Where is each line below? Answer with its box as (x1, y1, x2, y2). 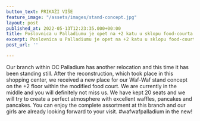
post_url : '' (6, 42, 39, 48)
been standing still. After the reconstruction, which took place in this (6, 70, 174, 77)
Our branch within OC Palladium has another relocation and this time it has (6, 63, 189, 70)
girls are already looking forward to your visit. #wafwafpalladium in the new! (6, 108, 193, 115)
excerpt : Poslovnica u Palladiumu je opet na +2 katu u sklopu (6, 36, 167, 42)
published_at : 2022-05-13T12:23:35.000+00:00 (6, 25, 121, 32)
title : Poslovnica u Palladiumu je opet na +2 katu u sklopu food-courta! (6, 31, 196, 37)
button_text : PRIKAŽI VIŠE (6, 8, 73, 15)
